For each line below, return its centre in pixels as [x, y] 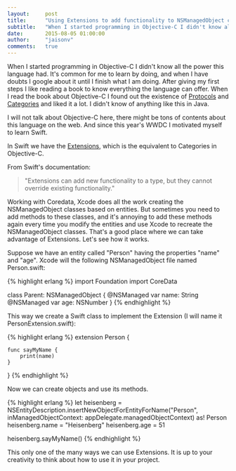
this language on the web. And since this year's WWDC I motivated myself [115, 125]
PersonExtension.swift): [41, 323]
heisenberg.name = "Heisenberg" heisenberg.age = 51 [86, 425]
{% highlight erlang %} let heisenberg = [65, 402]
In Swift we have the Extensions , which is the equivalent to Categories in [112, 146]
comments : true [33, 46]
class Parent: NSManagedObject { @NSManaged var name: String [103, 295]
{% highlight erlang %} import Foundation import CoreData [92, 281]
